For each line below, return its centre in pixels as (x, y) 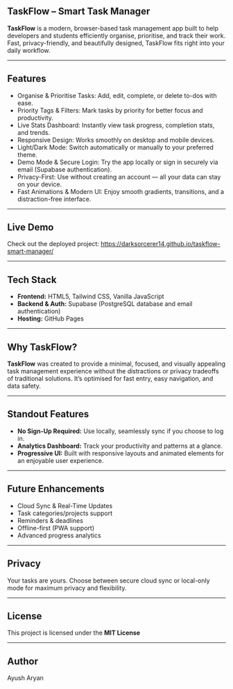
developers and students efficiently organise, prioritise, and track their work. (116, 35)
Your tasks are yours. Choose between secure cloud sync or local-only (109, 581)
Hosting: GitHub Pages (51, 318)
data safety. (24, 386)
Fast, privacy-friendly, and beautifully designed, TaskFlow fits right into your (116, 43)
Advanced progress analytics (59, 535)
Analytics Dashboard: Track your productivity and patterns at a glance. (120, 446)
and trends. (34, 132)
